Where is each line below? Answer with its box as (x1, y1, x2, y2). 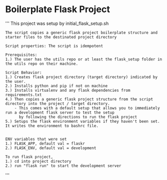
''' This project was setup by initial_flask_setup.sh (5, 20, 109, 26)
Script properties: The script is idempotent (5, 43, 103, 49)
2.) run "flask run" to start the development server (5, 163, 122, 168)
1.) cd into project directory (5, 159, 72, 164)
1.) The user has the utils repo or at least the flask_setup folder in (5, 57, 162, 62)
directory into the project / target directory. (5, 101, 110, 106)
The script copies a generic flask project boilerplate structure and (5, 30, 158, 35)
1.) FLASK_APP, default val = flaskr (5, 141, 85, 146)
